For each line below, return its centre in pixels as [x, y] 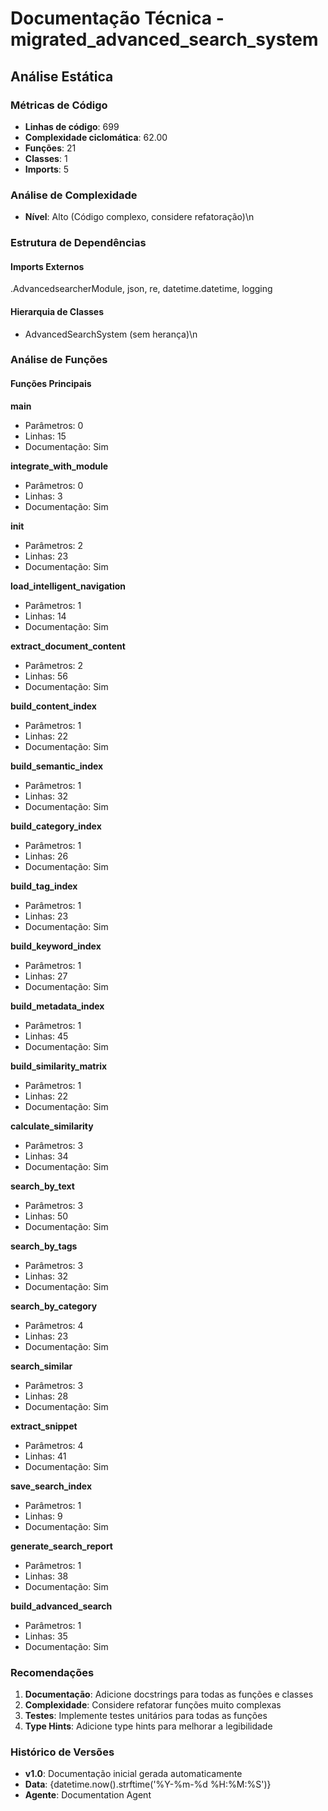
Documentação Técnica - [117, 18]
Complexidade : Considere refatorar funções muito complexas [153, 1704]
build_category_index [56, 826]
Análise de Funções [59, 360]
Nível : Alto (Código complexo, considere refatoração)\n [139, 217]
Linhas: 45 [46, 1036]
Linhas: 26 [46, 856]
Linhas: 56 [46, 676]
